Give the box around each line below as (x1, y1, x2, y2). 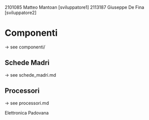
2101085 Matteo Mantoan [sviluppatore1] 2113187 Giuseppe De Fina (5, 5, 144, 10)
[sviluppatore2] (5, 10, 37, 16)
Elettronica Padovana (5, 109, 49, 115)
